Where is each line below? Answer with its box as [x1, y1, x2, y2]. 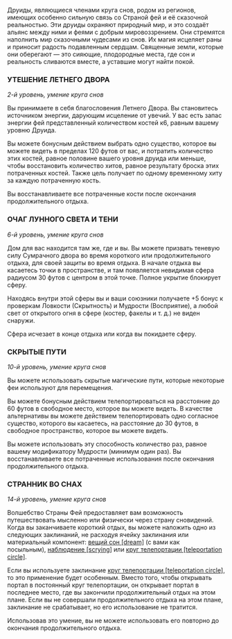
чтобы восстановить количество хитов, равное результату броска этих [7, 162, 220, 170]
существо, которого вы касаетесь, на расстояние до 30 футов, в [7, 419, 199, 427]
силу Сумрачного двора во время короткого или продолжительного [7, 251, 211, 259]
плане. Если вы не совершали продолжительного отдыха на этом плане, [7, 596, 224, 604]
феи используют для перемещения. [7, 383, 113, 391]
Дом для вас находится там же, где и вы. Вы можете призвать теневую [7, 244, 220, 252]
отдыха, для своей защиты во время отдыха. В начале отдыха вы [7, 258, 201, 266]
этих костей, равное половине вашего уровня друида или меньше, [7, 154, 206, 162]
